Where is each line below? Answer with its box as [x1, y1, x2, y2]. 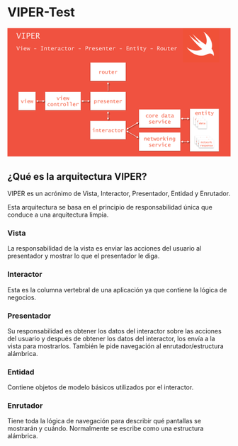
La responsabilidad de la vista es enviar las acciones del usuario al [7, 244, 202, 253]
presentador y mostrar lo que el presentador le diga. [7, 252, 160, 261]
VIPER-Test [7, 4, 76, 21]
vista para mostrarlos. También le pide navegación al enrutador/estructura [7, 341, 225, 350]
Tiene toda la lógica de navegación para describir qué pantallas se [7, 417, 202, 425]
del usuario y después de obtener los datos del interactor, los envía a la [7, 334, 215, 343]
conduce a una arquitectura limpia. [7, 210, 109, 219]
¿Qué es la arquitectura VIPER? [7, 171, 147, 183]
